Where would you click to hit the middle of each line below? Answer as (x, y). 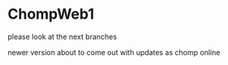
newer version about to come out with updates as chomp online (114, 52)
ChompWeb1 (51, 14)
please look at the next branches (62, 37)
